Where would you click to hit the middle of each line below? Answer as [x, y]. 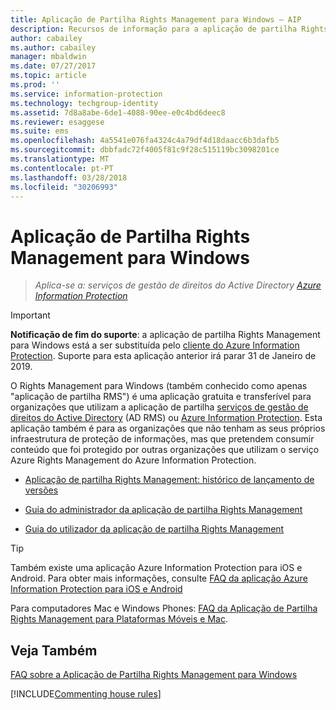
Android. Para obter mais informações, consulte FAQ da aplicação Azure [159, 578]
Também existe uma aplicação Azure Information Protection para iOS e [156, 568]
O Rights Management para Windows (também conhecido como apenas [159, 386]
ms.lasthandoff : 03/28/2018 [69, 177]
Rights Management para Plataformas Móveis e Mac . [119, 619]
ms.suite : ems [40, 131]
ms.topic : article [48, 76]
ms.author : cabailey [53, 47]
